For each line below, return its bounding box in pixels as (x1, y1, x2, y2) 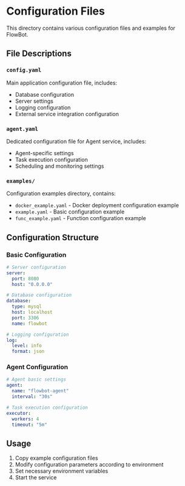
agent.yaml (6, 125, 38, 132)
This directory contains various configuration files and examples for (6, 24, 176, 32)
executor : (6, 410, 32, 416)
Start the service (15, 474, 57, 481)
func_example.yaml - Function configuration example (15, 215, 147, 222)
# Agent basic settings (6, 377, 67, 383)
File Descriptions (6, 49, 72, 59)
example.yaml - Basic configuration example (15, 208, 125, 215)
